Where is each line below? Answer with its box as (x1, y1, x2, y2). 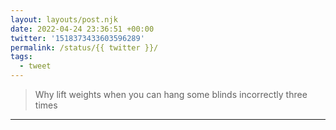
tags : (10, 52, 33, 62)
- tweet (19, 61, 52, 71)
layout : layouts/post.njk (10, 14, 118, 25)
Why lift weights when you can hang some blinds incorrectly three (34, 89, 308, 100)
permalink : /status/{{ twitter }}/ (10, 42, 159, 53)
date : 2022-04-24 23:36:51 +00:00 (10, 24, 155, 34)
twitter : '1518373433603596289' (10, 33, 145, 43)
